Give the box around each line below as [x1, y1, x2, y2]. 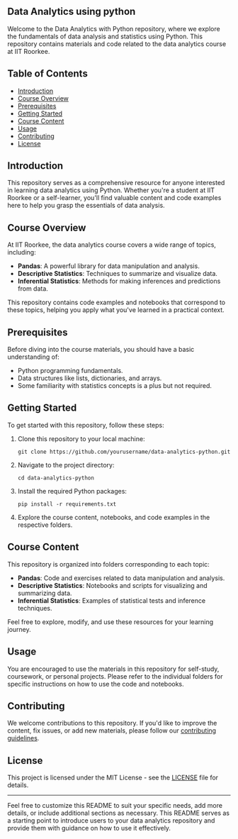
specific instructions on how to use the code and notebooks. [7, 679, 184, 688]
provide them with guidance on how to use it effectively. [7, 824, 171, 833]
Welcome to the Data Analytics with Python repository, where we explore [7, 24, 221, 33]
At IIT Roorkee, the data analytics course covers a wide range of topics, [7, 240, 216, 249]
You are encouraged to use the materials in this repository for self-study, [7, 665, 220, 673]
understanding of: [7, 352, 60, 361]
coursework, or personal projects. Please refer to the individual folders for [7, 672, 223, 680]
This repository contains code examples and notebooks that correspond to [7, 298, 225, 307]
